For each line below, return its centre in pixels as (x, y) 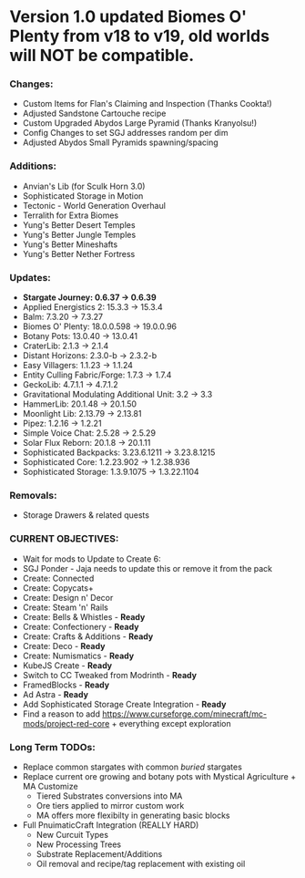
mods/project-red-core (66, 723)
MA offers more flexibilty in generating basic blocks (133, 815)
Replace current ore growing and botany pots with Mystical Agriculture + (159, 776)
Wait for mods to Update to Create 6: (91, 559)
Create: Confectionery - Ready (81, 626)
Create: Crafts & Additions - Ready (88, 636)
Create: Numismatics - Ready (78, 656)
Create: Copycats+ (58, 588)
